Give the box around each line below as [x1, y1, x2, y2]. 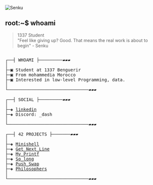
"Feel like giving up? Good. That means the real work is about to [17, 37, 148, 43]
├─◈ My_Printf [5, 151, 40, 157]
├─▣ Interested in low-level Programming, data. [5, 77, 125, 83]
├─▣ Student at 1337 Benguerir [5, 67, 81, 73]
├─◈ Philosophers [5, 166, 47, 172]
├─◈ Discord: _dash [5, 111, 52, 117]
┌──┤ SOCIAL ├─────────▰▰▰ [5, 96, 71, 102]
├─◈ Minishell [5, 141, 40, 147]
